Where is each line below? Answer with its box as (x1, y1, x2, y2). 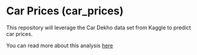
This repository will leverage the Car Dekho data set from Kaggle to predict (6, 24, 192, 31)
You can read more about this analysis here (6, 42, 114, 49)
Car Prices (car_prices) (6, 4, 124, 18)
